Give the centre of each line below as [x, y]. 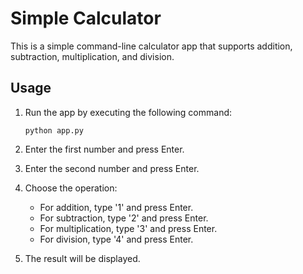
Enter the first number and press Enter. [104, 149]
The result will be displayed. [82, 258]
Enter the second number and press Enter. [112, 168]
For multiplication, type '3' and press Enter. [128, 228]
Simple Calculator [86, 18]
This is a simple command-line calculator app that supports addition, [151, 46]
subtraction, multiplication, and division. [92, 56]
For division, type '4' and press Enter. [116, 239]
